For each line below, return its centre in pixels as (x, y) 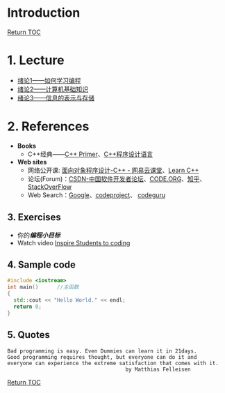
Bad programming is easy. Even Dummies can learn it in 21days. (102, 351)
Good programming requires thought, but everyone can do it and (102, 357)
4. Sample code (42, 265)
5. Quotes (28, 335)
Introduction (44, 13)
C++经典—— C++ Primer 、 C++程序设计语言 (90, 154)
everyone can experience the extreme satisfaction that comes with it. (113, 363)
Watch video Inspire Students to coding (74, 242)
